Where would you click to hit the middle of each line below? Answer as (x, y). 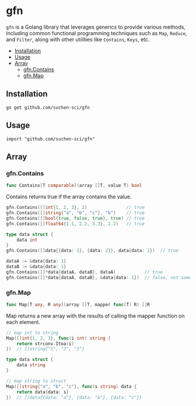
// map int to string (32, 333)
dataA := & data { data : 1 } (36, 262)
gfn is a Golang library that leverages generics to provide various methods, (96, 27)
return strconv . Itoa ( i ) (45, 343)
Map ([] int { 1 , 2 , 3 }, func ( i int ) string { (58, 338)
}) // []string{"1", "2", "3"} (45, 349)
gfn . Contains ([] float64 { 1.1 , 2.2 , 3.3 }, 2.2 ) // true (75, 223)
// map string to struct (36, 381)
